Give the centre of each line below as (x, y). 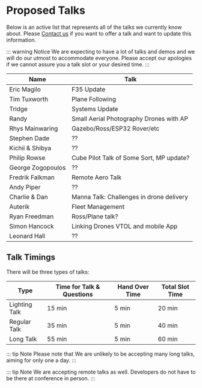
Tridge (19, 109)
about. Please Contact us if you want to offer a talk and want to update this (99, 33)
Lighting (21, 304)
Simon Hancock (32, 226)
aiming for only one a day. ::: (41, 360)
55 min (57, 339)
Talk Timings (31, 257)
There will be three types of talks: (48, 272)
